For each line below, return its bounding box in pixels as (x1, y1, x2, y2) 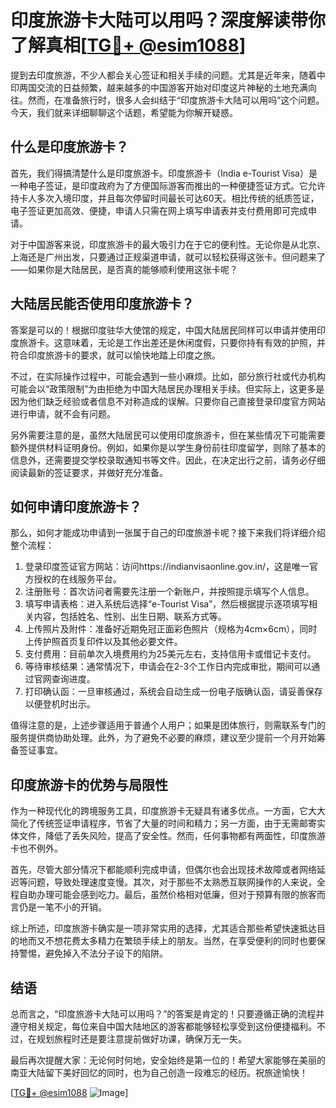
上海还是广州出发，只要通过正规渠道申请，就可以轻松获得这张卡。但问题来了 (10, 251, 326, 263)
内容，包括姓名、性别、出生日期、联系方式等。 (33, 611, 227, 623)
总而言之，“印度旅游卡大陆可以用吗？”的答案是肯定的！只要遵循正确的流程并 (10, 1008, 325, 1020)
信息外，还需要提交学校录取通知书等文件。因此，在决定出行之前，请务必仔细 (10, 454, 326, 466)
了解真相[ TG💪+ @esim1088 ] (10, 34, 247, 57)
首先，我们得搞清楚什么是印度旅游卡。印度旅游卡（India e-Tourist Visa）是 (10, 167, 318, 179)
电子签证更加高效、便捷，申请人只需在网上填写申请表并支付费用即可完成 (10, 204, 308, 216)
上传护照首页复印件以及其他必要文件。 (24, 636, 183, 648)
